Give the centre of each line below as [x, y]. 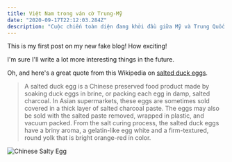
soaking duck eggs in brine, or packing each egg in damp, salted [117, 93]
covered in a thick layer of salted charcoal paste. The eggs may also [122, 109]
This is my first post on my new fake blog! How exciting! [87, 46]
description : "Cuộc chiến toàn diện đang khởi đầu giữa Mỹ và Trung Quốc [116, 26]
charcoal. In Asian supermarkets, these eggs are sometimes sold [117, 101]
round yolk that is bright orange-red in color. [88, 138]
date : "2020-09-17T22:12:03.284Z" [57, 20]
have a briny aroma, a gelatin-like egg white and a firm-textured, [116, 130]
